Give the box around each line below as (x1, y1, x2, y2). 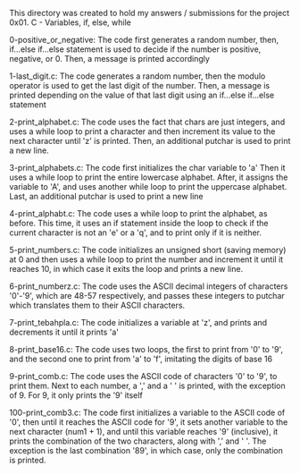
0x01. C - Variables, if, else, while (9, 17, 131, 28)
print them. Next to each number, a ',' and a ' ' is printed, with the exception (9, 380, 286, 391)
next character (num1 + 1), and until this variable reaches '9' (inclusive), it (9, 427, 279, 436)
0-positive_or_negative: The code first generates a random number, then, (9, 35, 279, 45)
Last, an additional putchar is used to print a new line (9, 191, 204, 201)
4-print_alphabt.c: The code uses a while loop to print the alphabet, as (9, 208, 268, 218)
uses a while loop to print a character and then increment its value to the (9, 126, 276, 137)
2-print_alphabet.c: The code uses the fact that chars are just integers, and (9, 116, 286, 127)
